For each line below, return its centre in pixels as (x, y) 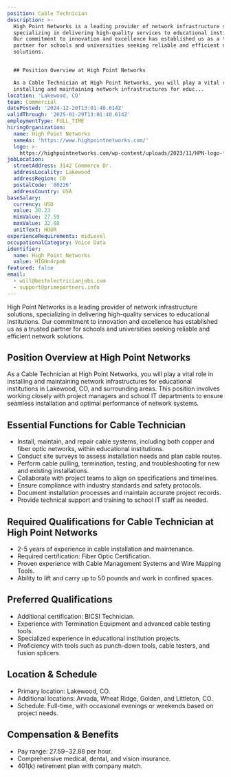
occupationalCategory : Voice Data (57, 242)
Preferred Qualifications (60, 600)
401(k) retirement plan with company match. (80, 766)
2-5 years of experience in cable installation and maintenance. (106, 549)
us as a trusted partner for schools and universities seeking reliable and (109, 329)
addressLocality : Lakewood (52, 173)
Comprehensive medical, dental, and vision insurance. (94, 758)
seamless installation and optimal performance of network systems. (103, 404)
